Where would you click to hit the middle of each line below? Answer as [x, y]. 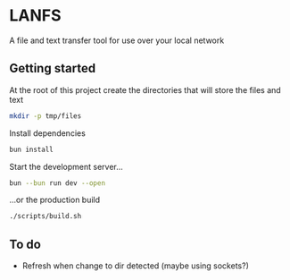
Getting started [53, 68]
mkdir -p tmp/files [46, 116]
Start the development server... [66, 166]
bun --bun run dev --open [57, 183]
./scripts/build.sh [46, 216]
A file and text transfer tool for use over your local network [117, 40]
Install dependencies [48, 133]
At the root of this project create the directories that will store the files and [145, 89]
